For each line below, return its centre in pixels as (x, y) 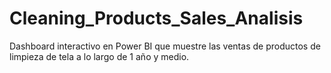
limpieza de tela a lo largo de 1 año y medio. (99, 56)
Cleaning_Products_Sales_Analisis (156, 18)
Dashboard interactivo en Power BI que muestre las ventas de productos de (165, 46)
